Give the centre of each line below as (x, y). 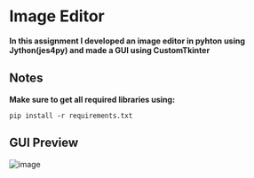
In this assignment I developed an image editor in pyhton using (127, 41)
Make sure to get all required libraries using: (92, 99)
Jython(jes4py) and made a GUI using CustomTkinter (110, 50)
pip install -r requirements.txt (71, 116)
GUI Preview (44, 143)
